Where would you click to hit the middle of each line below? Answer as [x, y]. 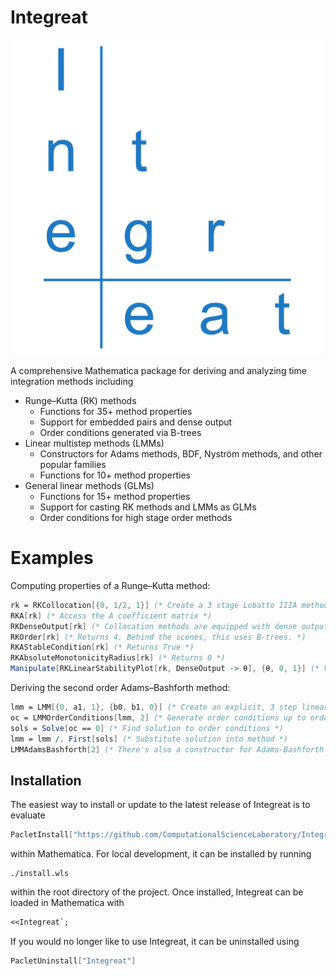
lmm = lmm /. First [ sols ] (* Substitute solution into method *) [149, 739]
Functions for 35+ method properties [116, 411]
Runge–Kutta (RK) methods [80, 400]
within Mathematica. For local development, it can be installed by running [161, 854]
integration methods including [72, 381]
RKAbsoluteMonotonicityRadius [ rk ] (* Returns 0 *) [118, 658]
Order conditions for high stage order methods [136, 517]
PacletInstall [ [42, 835]
